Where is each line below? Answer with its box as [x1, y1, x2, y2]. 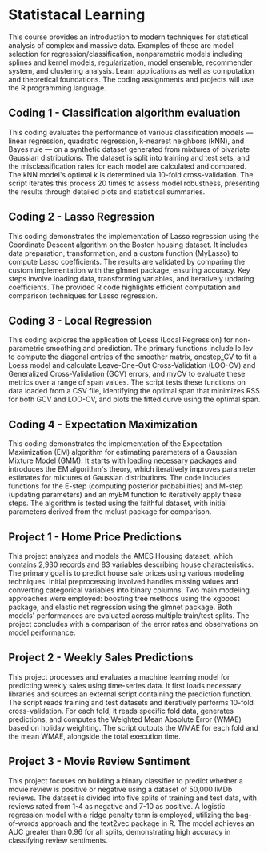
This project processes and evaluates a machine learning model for [8, 672, 230, 681]
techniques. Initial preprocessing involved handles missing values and [8, 577, 238, 586]
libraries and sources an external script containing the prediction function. [8, 689, 253, 699]
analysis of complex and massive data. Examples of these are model [8, 40, 234, 50]
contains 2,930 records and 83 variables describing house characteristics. [8, 560, 254, 569]
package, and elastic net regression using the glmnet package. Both [8, 602, 234, 612]
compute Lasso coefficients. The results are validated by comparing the [8, 257, 246, 266]
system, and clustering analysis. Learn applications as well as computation [8, 66, 254, 75]
